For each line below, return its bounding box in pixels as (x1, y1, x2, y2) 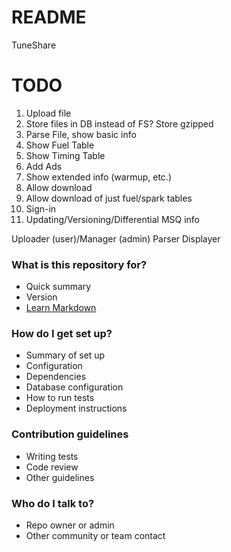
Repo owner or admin (25, 519, 115, 531)
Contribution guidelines (11, 427, 129, 441)
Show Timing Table (25, 149, 106, 161)
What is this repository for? (11, 257, 148, 271)
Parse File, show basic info (25, 128, 137, 140)
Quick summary (25, 281, 92, 293)
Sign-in (25, 202, 57, 215)
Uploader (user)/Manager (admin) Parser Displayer (11, 232, 221, 245)
